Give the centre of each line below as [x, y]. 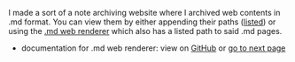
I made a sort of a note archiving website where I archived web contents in [144, 13]
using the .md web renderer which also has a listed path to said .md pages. [145, 31]
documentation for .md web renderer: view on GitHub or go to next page [153, 48]
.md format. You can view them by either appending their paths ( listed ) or [142, 22]
